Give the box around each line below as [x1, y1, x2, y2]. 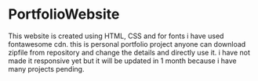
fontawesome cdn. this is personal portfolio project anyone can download [8, 39, 246, 48]
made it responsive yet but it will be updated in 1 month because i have [8, 56, 237, 65]
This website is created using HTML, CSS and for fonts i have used [8, 31, 224, 40]
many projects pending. [8, 64, 85, 73]
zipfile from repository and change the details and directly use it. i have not [8, 48, 251, 57]
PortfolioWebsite [8, 5, 120, 23]
